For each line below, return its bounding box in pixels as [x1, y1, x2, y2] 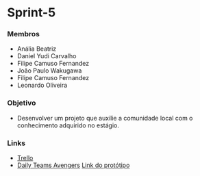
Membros [7, 29, 40, 39]
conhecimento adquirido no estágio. [16, 121, 120, 129]
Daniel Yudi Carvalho [16, 52, 77, 60]
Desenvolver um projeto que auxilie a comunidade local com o [16, 114, 193, 122]
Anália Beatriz [16, 45, 57, 53]
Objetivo [7, 98, 36, 108]
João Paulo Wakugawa [16, 66, 82, 75]
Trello [16, 154, 34, 162]
